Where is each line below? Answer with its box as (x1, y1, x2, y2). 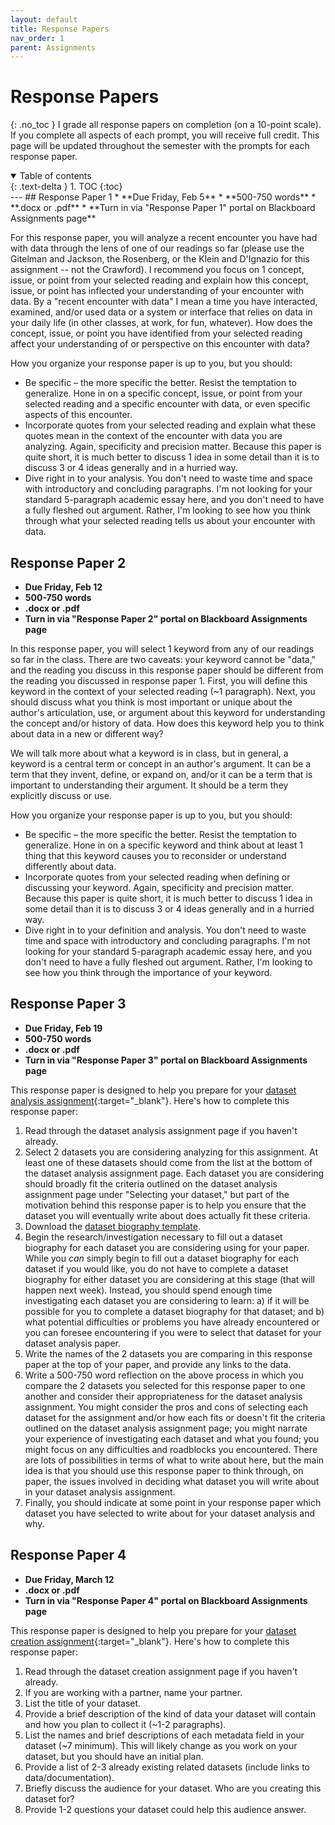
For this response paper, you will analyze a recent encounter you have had (10, 232, 318, 244)
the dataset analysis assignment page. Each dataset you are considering (24, 1167, 325, 1179)
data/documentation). (24, 1771, 115, 1783)
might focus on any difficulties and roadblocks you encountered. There (24, 1443, 318, 1455)
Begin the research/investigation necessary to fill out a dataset (24, 1231, 283, 1243)
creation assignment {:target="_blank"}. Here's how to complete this (10, 1635, 290, 1647)
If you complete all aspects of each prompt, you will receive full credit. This (10, 129, 320, 141)
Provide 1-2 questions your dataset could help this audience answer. (24, 1803, 307, 1815)
